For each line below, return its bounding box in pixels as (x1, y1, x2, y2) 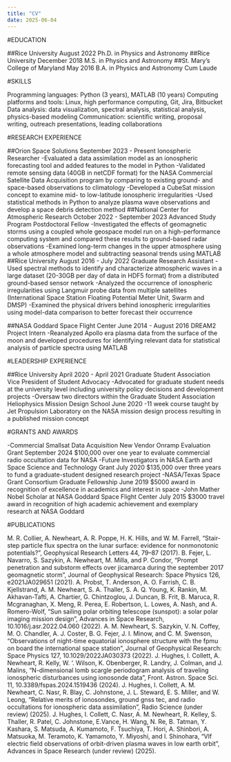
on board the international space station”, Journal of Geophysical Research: (7, 644, 222, 652)
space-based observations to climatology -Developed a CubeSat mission (7, 183, 215, 191)
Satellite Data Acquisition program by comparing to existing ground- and (7, 175, 213, 184)
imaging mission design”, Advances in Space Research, (7, 614, 165, 622)
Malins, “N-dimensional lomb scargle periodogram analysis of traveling (7, 666, 209, 674)
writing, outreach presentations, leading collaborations (7, 120, 163, 128)
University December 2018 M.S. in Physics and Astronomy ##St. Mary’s (7, 56, 210, 64)
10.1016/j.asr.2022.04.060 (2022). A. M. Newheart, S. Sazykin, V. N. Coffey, (7, 622, 221, 630)
